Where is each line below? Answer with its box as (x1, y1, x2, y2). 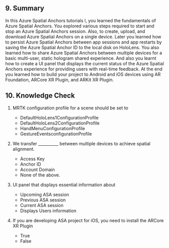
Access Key (20, 155, 45, 161)
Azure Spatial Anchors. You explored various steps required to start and (5, 23, 155, 29)
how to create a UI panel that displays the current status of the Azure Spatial (5, 60, 164, 66)
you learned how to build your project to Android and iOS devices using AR (5, 71, 161, 77)
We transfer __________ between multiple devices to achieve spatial (12, 140, 150, 146)
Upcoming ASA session (20, 191, 70, 197)
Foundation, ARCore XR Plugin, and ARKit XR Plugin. (5, 76, 114, 82)
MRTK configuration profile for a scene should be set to (12, 105, 129, 111)
